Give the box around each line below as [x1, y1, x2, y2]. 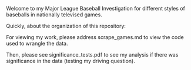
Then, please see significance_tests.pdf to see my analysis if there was [6, 51, 179, 58]
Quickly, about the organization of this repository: [6, 23, 126, 29]
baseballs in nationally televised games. [6, 11, 103, 18]
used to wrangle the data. [6, 40, 68, 47]
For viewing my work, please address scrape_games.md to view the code [6, 34, 184, 40]
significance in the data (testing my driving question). [6, 58, 135, 64]
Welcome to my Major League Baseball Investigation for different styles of [6, 5, 185, 12]
